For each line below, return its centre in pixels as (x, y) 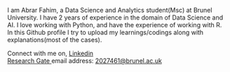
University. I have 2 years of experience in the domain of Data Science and (115, 17)
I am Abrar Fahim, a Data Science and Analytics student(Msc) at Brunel (110, 10)
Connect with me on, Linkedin (50, 53)
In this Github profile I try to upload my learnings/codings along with (106, 32)
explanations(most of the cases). (55, 40)
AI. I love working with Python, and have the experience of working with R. (115, 25)
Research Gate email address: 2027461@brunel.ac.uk (85, 61)
